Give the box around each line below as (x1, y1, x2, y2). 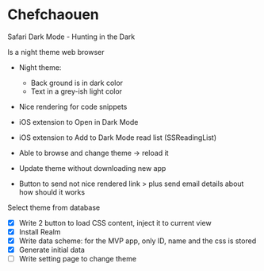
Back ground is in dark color (30, 78, 124, 87)
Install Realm (18, 227, 61, 236)
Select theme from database (7, 203, 101, 212)
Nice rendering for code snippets (18, 102, 128, 111)
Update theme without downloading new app (18, 163, 166, 172)
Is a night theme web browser (7, 47, 105, 56)
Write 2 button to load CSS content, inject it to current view (18, 218, 212, 227)
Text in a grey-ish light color (30, 86, 123, 96)
